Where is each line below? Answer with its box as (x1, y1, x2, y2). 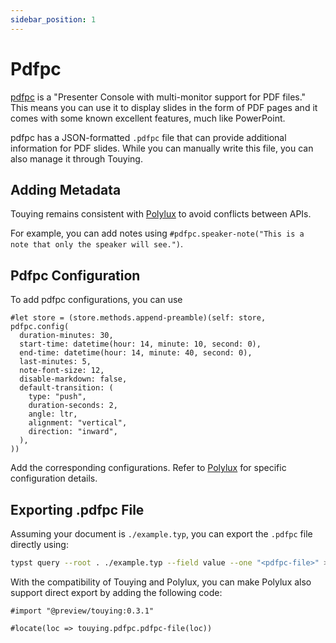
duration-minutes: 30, (19, 331, 114, 341)
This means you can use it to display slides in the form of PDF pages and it (10, 101, 318, 113)
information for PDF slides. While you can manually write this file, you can (10, 142, 314, 154)
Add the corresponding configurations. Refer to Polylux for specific (10, 462, 287, 474)
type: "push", (28, 392, 87, 402)
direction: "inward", (28, 427, 118, 437)
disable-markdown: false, (19, 374, 128, 385)
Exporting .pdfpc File (10, 501, 145, 518)
